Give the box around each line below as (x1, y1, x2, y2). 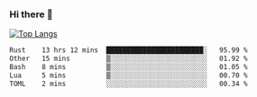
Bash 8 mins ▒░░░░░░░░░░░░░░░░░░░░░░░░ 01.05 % (9, 63, 248, 72)
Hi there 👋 (9, 8, 54, 21)
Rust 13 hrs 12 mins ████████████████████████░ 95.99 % (9, 46, 248, 55)
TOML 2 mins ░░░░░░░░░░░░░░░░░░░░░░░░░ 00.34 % (9, 79, 248, 88)
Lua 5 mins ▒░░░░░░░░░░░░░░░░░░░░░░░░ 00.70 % (9, 71, 248, 80)
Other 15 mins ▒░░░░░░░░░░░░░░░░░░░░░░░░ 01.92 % (9, 54, 248, 64)
